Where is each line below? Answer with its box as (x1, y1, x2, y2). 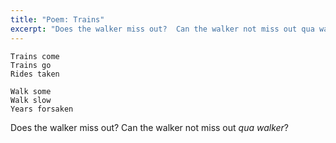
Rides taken (10, 69, 60, 79)
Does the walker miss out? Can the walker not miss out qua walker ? (10, 121, 290, 133)
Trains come (10, 51, 60, 61)
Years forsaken (10, 104, 74, 114)
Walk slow (10, 95, 52, 105)
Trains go (10, 60, 52, 70)
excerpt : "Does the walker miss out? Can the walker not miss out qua (10, 24, 315, 34)
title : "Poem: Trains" (10, 14, 105, 25)
